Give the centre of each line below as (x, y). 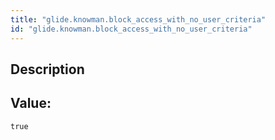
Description (47, 69)
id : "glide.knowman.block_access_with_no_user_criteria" (131, 29)
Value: (31, 103)
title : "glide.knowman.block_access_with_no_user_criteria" (138, 19)
